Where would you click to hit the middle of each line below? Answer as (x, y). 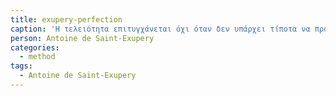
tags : (21, 66)
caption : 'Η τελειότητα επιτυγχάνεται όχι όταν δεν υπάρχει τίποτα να (160, 29)
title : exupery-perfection (66, 19)
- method (37, 57)
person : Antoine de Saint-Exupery (82, 38)
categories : (35, 47)
